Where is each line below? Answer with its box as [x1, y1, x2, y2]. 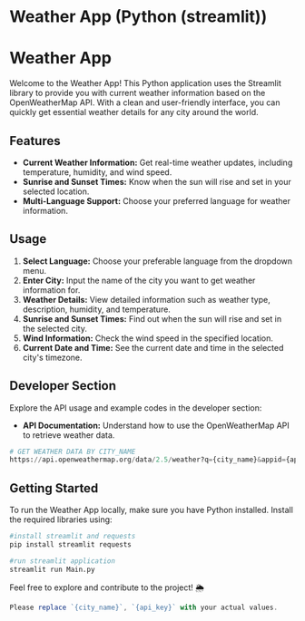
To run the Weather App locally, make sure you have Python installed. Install [9, 505, 293, 516]
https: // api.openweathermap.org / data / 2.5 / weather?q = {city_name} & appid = [9, 455, 286, 464]
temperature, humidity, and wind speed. [22, 166, 172, 178]
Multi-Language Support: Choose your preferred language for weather [22, 195, 290, 206]
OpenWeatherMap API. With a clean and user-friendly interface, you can [9, 97, 280, 108]
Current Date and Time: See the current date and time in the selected [22, 342, 284, 353]
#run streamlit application [9, 556, 116, 566]
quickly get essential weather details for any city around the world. [9, 107, 259, 118]
